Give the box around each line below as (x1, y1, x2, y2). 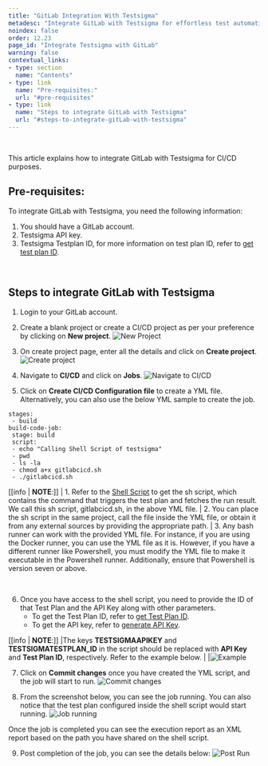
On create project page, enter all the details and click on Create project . (19, 346, 257, 356)
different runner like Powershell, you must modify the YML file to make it (8, 546, 246, 556)
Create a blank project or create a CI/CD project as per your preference (19, 322, 254, 332)
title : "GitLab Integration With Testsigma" (8, 11, 159, 20)
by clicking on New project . (19, 331, 112, 341)
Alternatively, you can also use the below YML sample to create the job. (19, 394, 255, 404)
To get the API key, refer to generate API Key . (31, 620, 181, 629)
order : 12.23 (8, 34, 52, 42)
